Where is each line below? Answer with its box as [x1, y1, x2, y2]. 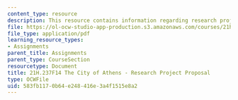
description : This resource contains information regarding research [7, 17, 217, 24]
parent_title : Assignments [7, 50, 87, 57]
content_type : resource [7, 10, 78, 18]
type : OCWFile [7, 75, 50, 83]
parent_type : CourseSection [7, 56, 91, 63]
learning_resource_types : [7, 37, 84, 44]
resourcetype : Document [7, 63, 78, 70]
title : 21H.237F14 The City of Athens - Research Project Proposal [7, 69, 211, 76]
